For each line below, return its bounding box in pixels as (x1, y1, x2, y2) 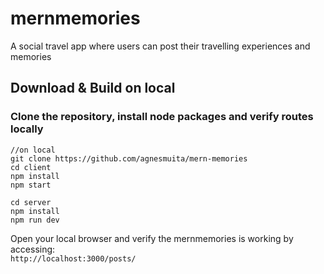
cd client (10, 162, 52, 172)
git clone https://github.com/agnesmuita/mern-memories (10, 153, 248, 164)
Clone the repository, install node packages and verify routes (10, 110, 314, 124)
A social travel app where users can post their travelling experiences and (10, 40, 311, 52)
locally (10, 122, 44, 136)
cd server (10, 197, 52, 207)
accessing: (10, 243, 56, 255)
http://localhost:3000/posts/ (10, 253, 137, 264)
